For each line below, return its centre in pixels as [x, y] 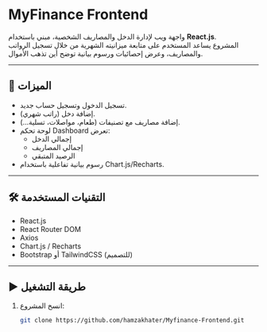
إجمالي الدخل [52, 139]
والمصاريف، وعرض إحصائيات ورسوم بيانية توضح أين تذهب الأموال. [106, 53]
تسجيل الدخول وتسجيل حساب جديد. [73, 105]
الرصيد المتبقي [53, 156]
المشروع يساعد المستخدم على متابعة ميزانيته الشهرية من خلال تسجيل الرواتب [124, 44]
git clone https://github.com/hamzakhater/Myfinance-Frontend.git [132, 320]
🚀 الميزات [30, 86]
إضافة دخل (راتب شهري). [57, 114]
